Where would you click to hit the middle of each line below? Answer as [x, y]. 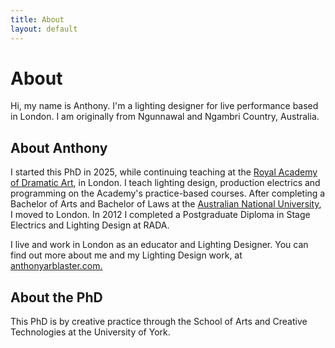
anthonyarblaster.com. [56, 266]
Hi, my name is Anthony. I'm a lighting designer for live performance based [164, 106]
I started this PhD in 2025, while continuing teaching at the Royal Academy [164, 172]
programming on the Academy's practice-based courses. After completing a [168, 193]
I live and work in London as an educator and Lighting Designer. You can [159, 245]
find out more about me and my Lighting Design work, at [126, 255]
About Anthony [59, 147]
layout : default [44, 29]
